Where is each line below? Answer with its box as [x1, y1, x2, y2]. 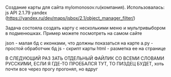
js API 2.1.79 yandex [5, 10, 47, 16]
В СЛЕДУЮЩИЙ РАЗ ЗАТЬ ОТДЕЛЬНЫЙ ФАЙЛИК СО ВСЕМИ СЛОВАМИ [5, 55, 164, 61]
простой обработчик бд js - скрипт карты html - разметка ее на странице [5, 46, 166, 51]
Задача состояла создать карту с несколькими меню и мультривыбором [5, 25, 166, 31]
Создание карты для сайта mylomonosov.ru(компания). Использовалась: [5, 5, 165, 10]
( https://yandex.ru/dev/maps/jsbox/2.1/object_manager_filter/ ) [5, 15, 136, 21]
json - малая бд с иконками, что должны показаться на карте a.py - [5, 40, 153, 46]
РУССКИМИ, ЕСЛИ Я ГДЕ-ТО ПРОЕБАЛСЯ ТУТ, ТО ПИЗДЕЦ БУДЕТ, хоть [5, 61, 164, 66]
